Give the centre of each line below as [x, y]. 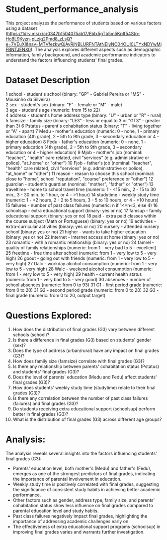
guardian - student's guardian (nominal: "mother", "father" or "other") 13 [80, 184]
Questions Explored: [49, 316]
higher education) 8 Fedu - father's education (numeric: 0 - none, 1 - [76, 142]
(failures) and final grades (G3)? [45, 403]
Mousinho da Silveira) [28, 99]
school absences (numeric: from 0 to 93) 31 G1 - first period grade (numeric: [84, 285]
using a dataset [21, 28]
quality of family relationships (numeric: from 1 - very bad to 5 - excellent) [81, 247]
